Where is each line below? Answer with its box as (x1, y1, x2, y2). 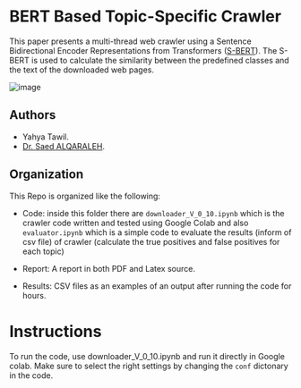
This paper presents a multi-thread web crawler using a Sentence (9, 36, 253, 46)
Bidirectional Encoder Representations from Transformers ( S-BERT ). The (9, 45, 278, 55)
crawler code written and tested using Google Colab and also (21, 217, 249, 228)
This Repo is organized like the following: (9, 190, 161, 201)
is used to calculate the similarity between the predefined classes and (30, 55, 289, 65)
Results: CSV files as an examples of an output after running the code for (21, 280, 292, 291)
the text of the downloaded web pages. (9, 64, 155, 75)
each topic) (21, 246, 64, 257)
